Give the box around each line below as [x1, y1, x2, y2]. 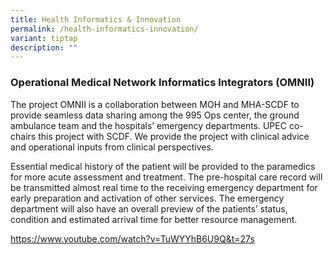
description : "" [10, 42, 78, 53]
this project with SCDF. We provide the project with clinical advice [38, 130, 310, 142]
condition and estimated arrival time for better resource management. [10, 213, 298, 225]
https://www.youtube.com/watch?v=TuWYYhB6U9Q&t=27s [10, 232, 255, 245]
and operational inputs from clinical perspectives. [10, 141, 214, 153]
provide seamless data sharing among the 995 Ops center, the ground [10, 109, 300, 121]
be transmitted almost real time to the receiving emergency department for [10, 181, 318, 193]
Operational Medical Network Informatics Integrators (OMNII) [10, 76, 315, 90]
